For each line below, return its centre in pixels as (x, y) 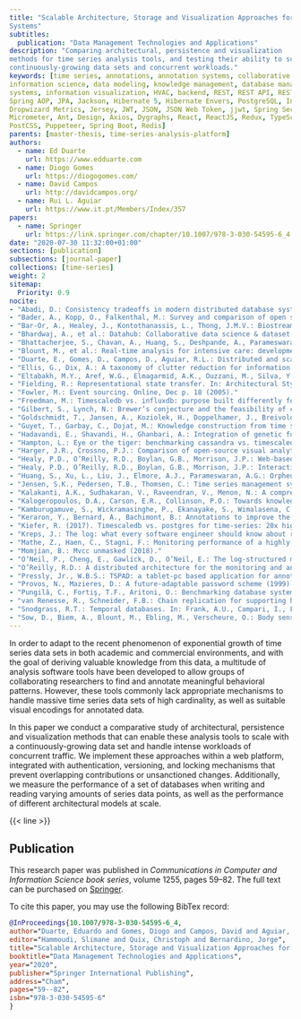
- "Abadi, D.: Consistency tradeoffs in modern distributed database (142, 309)
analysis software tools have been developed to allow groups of (127, 671)
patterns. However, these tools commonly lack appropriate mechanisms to (146, 690)
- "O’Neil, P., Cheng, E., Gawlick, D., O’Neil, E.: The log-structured (148, 559)
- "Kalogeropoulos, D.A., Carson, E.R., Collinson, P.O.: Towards (136, 501)
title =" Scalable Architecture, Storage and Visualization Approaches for (150, 948)
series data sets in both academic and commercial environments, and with (146, 652)
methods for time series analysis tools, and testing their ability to (146, 59)
